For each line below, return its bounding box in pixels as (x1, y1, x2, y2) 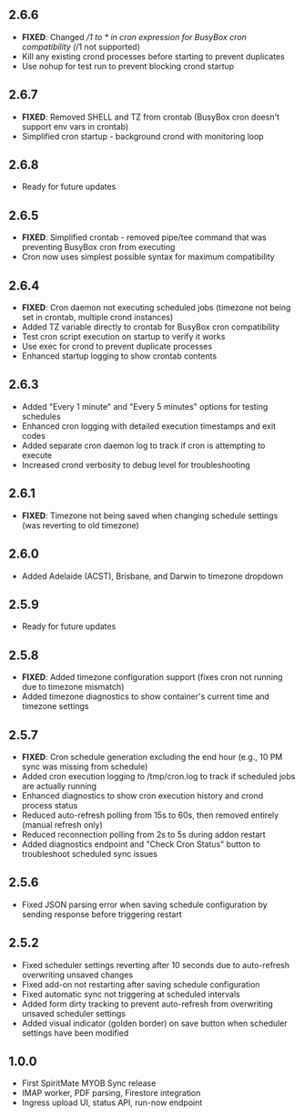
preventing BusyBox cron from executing (21, 242, 176, 253)
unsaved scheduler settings (21, 1007, 127, 1018)
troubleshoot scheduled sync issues (21, 848, 158, 859)
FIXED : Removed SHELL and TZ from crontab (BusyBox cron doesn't (21, 111, 279, 122)
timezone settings (21, 701, 89, 712)
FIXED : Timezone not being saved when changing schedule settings (21, 510, 279, 521)
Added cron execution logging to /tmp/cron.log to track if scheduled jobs (21, 770, 296, 781)
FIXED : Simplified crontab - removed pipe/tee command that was (21, 232, 268, 243)
